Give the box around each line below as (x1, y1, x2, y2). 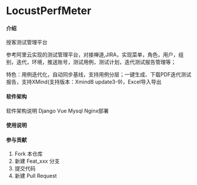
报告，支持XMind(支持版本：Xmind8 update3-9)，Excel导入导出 (6, 78, 162, 86)
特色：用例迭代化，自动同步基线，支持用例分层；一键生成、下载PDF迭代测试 (6, 71, 192, 78)
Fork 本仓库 (14, 150, 43, 157)
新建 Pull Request (14, 172, 57, 180)
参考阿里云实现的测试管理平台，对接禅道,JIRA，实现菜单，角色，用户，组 (6, 51, 184, 58)
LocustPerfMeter (6, 4, 92, 18)
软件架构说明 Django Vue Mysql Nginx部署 (6, 107, 109, 114)
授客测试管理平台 (6, 39, 48, 46)
